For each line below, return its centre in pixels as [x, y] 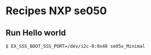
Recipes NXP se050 [56, 11]
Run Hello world [36, 33]
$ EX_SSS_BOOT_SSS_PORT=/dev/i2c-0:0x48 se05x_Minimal [75, 46]
